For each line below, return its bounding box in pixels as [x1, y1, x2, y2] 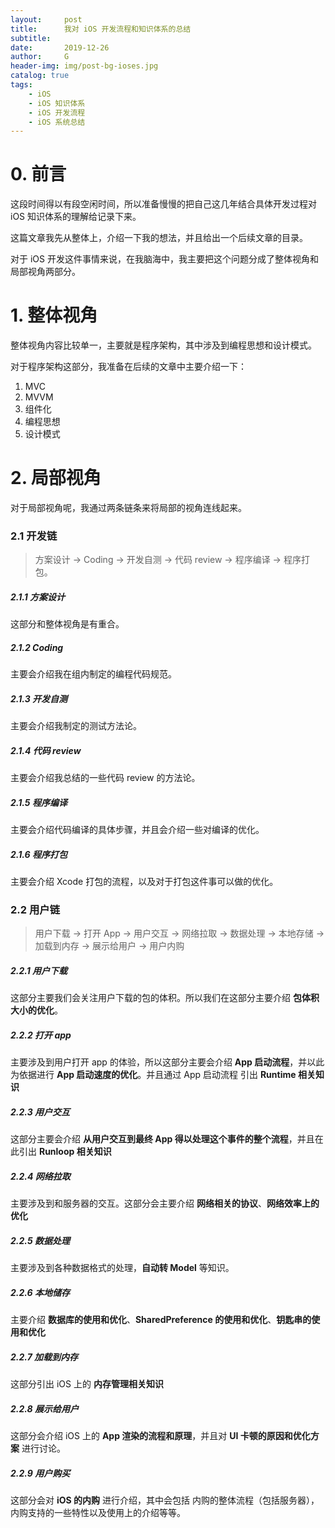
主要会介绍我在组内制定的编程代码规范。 [10, 668, 177, 680]
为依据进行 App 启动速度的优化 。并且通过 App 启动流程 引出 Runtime [10, 1069, 297, 1081]
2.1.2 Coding [10, 641, 64, 653]
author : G [10, 52, 70, 62]
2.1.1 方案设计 [10, 591, 66, 603]
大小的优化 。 [10, 1004, 63, 1016]
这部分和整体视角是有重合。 [10, 618, 125, 630]
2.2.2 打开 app [10, 1029, 72, 1041]
